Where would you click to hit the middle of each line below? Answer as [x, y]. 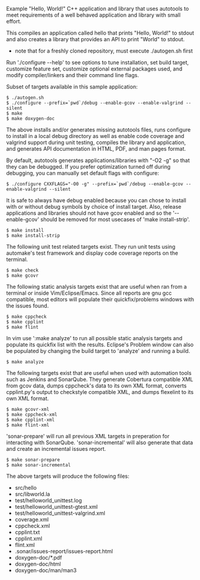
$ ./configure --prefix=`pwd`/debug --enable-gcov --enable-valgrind [95, 103]
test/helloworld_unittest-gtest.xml [56, 507]
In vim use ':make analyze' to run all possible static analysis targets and [94, 338]
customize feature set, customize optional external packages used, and [94, 69]
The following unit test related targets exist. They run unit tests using [91, 247]
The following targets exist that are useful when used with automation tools [99, 373]
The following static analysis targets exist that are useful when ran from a [97, 287]
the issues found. [28, 306]
